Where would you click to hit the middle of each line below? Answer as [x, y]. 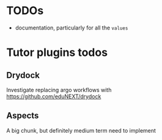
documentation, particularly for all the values [72, 28]
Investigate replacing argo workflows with [59, 90]
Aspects [23, 116]
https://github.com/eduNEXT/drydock [54, 96]
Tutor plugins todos [57, 52]
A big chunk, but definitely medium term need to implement [81, 130]
